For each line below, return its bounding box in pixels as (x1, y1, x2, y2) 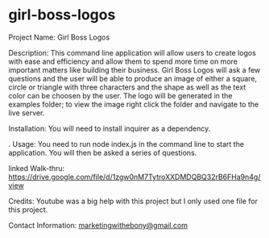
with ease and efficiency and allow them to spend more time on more (8, 56, 238, 66)
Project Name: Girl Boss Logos (8, 32, 110, 42)
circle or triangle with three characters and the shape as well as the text (8, 82, 246, 92)
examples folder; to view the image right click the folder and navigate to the (8, 99, 259, 109)
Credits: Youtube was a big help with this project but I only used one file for (8, 196, 258, 206)
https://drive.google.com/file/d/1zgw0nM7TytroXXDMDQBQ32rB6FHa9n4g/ (8, 172, 261, 182)
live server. (8, 107, 45, 118)
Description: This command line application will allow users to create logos (8, 48, 256, 57)
